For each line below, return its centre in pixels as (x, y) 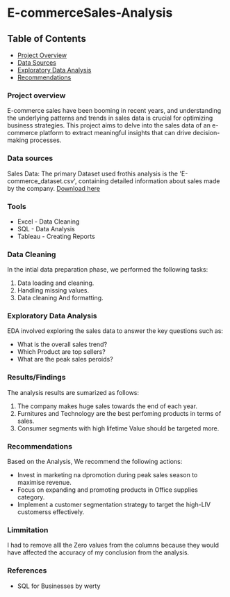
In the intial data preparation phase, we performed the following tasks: (108, 270)
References (27, 571)
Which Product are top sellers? (61, 352)
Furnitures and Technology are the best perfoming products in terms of (119, 413)
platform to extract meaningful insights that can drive (115, 133)
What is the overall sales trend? (62, 344)
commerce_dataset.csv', (42, 181)
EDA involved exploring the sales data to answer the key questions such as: (115, 331)
